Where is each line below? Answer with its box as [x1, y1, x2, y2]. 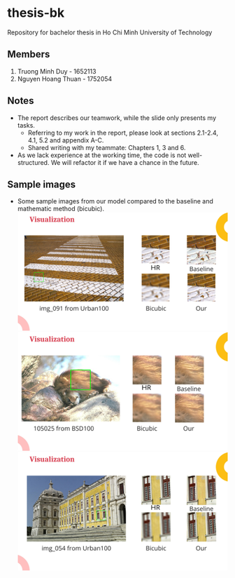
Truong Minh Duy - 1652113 [17, 67, 97, 75]
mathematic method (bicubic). [17, 205, 105, 213]
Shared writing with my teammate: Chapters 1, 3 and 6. [27, 143, 186, 152]
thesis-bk [7, 5, 65, 21]
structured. [17, 158, 50, 166]
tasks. [17, 121, 35, 129]
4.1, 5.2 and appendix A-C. [27, 135, 104, 144]
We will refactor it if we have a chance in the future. [50, 158, 199, 166]
